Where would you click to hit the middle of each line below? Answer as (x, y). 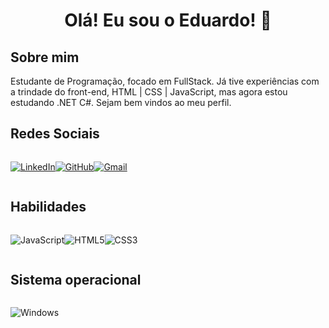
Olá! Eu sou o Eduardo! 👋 (168, 20)
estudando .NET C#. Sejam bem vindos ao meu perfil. (121, 102)
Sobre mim (45, 57)
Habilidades (48, 207)
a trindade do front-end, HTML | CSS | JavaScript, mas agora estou (149, 92)
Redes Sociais (55, 134)
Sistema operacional (76, 280)
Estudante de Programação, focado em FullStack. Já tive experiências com (165, 81)
